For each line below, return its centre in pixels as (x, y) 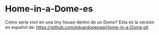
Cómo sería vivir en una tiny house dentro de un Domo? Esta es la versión (80, 22)
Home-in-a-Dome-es (49, 9)
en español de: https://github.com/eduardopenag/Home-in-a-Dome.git (77, 27)
